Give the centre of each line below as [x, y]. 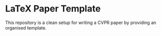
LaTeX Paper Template [53, 9]
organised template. [26, 27]
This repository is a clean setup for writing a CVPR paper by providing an [81, 22]
